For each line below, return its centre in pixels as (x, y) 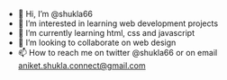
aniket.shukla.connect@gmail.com (82, 66)
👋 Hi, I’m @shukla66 (55, 14)
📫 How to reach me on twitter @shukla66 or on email (118, 53)
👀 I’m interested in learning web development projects (118, 23)
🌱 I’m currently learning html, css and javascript (106, 33)
